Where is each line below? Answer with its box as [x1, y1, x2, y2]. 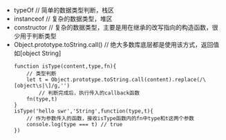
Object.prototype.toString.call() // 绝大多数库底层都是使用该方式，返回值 [13, 41, 220, 48]
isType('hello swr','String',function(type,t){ [13, 108, 153, 114]
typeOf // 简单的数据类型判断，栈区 [13, 6, 115, 14]
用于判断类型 [19, 32, 57, 40]
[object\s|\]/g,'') [13, 82, 70, 89]
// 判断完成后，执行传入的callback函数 [39, 90, 140, 97]
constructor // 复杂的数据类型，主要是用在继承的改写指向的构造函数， [13, 23, 213, 31]
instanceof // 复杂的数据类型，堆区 [13, 14, 113, 23]
